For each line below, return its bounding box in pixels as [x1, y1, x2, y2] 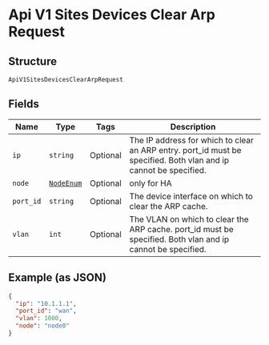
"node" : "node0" [15, 322, 70, 330]
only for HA [129, 178, 172, 189]
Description [170, 121, 216, 132]
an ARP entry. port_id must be [129, 144, 242, 155]
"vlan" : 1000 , [15, 315, 62, 323]
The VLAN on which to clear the [129, 214, 250, 225]
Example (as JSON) [8, 271, 106, 285]
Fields [8, 98, 40, 111]
